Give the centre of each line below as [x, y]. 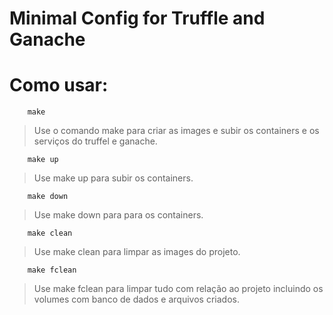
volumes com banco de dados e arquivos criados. [136, 299]
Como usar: [59, 85]
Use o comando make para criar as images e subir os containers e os [176, 131]
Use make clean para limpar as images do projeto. [137, 252]
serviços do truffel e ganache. [95, 141]
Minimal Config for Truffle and [137, 18]
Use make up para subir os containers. [113, 178]
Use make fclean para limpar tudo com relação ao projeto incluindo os [178, 289]
